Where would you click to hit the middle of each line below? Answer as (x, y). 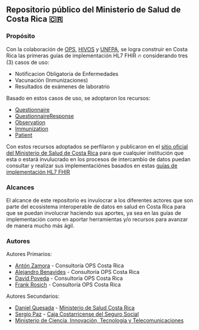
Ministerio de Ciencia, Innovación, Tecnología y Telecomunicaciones (99, 320)
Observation (30, 122)
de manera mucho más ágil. (40, 226)
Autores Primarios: (29, 254)
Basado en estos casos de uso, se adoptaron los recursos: (78, 98)
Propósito (21, 36)
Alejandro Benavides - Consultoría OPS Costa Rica (77, 272)
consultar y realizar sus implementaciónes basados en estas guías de (92, 165)
